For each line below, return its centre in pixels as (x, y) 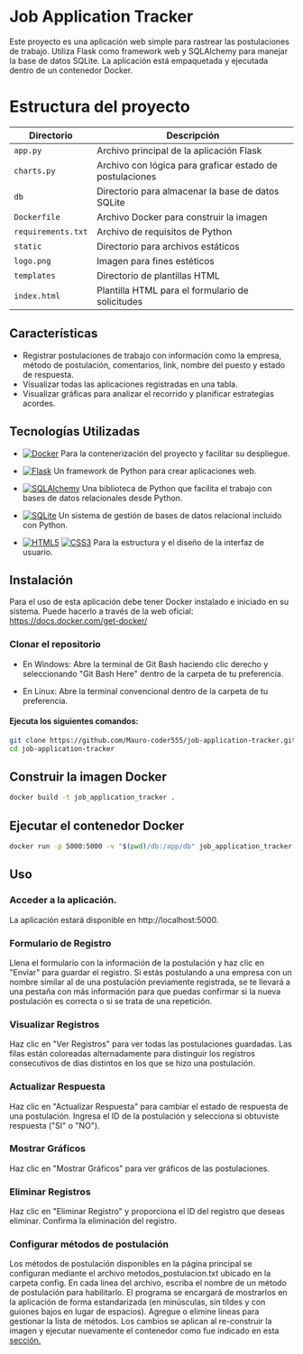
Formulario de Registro (60, 943)
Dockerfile (37, 217)
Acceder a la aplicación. (63, 901)
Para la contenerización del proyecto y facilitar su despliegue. (175, 453)
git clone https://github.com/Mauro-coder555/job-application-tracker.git (153, 740)
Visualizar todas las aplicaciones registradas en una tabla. (130, 384)
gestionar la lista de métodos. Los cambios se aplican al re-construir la (141, 1322)
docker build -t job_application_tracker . (92, 798)
